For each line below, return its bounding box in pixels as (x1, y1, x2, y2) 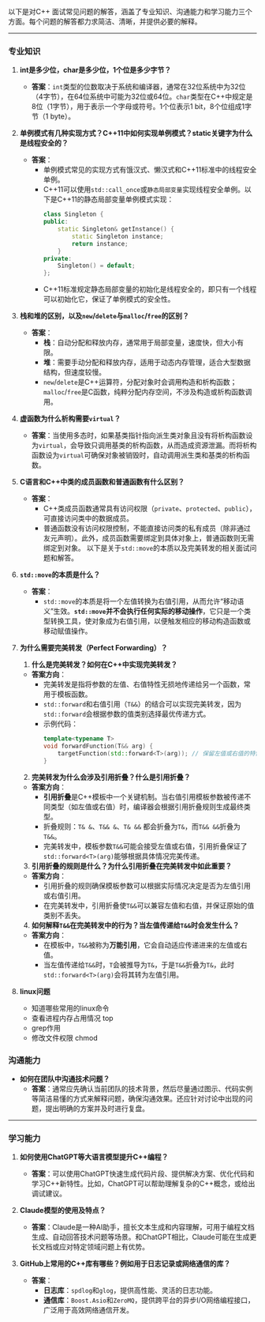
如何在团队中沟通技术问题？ (19, 1074, 110, 1083)
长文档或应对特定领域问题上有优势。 (31, 1242, 150, 1252)
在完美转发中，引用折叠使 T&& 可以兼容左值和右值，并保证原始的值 (43, 900, 255, 910)
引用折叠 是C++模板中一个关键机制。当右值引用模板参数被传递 (43, 792, 244, 801)
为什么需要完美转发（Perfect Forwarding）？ (19, 643, 168, 653)
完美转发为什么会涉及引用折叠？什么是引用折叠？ (31, 772, 191, 782)
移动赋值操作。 (43, 627, 92, 636)
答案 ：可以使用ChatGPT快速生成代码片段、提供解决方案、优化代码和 (31, 1169, 255, 1179)
